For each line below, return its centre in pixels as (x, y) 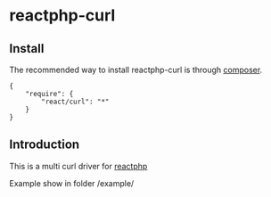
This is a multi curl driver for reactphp (78, 166)
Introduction (45, 145)
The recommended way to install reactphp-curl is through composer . (136, 70)
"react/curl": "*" (75, 102)
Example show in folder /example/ (72, 183)
